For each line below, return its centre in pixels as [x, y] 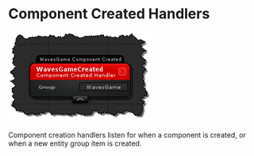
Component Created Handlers [109, 14]
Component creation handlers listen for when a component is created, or [127, 135]
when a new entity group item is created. [75, 143]
